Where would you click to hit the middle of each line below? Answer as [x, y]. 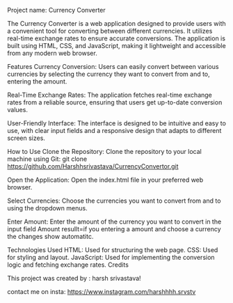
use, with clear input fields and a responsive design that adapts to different [114, 131]
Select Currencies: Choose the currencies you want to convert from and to [114, 201]
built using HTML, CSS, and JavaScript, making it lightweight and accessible [116, 46]
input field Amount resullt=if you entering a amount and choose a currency [114, 229]
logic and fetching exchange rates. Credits [68, 265]
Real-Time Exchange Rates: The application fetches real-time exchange [110, 95]
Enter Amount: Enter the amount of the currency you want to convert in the [114, 222]
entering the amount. [37, 81]
